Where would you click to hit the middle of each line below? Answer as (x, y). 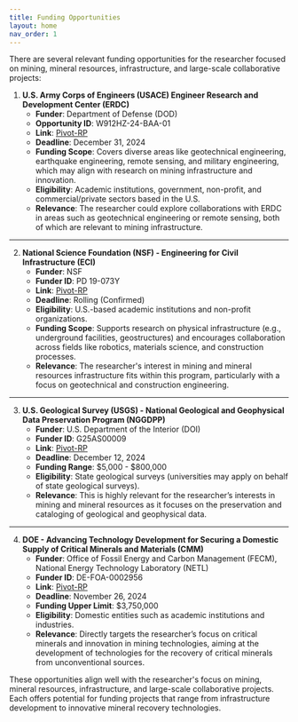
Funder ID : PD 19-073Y (78, 282)
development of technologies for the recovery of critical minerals (154, 653)
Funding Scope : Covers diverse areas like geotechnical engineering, (161, 152)
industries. (55, 625)
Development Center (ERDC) (76, 105)
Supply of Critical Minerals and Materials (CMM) (113, 549)
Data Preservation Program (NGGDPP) (94, 420)
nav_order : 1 (33, 34)
